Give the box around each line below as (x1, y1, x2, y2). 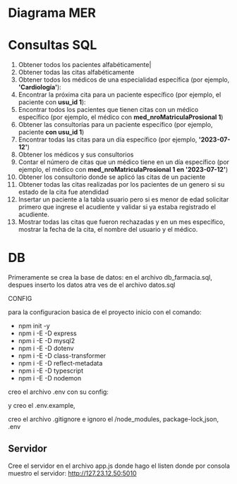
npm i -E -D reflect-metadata (18, 359, 103, 368)
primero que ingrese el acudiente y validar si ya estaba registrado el (18, 203, 216, 211)
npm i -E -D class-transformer (18, 352, 107, 360)
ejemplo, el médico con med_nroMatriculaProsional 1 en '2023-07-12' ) (18, 166, 229, 174)
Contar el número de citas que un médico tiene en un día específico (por (18, 158, 230, 166)
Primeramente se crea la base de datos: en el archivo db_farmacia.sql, (8, 273, 212, 282)
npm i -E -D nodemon (18, 374, 82, 383)
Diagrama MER (8, 5, 96, 21)
